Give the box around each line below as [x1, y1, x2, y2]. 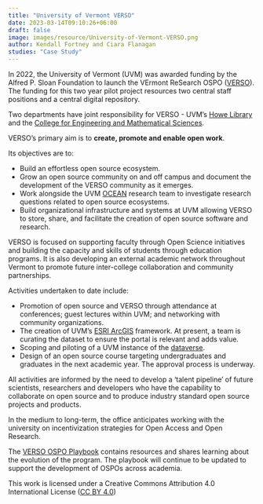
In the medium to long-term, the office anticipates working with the [8, 415, 225, 424]
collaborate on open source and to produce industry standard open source [8, 392, 250, 400]
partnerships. [8, 271, 52, 279]
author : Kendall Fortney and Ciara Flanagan [8, 41, 156, 49]
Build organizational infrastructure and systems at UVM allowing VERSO [19, 206, 253, 214]
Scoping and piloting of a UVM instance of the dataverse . [19, 343, 206, 352]
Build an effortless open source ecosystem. [19, 164, 161, 173]
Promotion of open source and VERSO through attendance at [19, 301, 217, 310]
